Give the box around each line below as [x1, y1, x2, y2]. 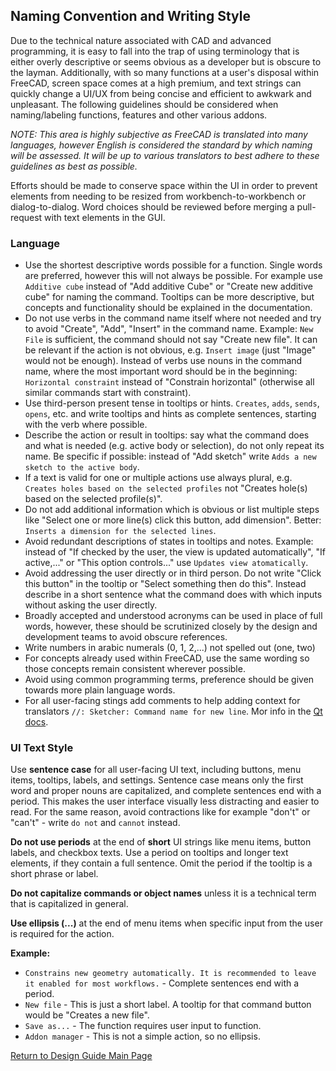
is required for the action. [10, 928, 115, 940]
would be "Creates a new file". [24, 1009, 150, 1021]
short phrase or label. [10, 868, 99, 880]
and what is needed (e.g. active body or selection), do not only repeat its [24, 440, 325, 452]
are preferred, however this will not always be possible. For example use [24, 270, 323, 282]
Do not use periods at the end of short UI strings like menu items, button [10, 836, 312, 848]
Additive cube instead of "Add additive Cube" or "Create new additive [24, 280, 313, 293]
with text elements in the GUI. [44, 211, 166, 223]
